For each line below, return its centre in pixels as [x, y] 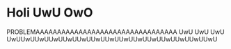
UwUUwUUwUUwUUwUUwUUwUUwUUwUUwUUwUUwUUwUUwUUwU [112, 39]
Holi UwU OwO [50, 13]
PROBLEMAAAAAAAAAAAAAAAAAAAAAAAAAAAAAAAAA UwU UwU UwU [115, 32]
